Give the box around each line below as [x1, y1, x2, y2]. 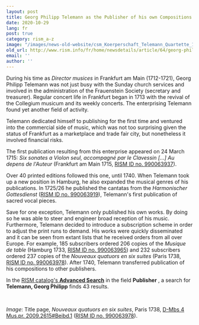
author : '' [6, 58, 33, 64]
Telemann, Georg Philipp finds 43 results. [6, 282, 110, 290]
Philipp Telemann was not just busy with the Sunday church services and [6, 81, 185, 88]
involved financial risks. [6, 136, 64, 143]
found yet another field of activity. [6, 106, 89, 113]
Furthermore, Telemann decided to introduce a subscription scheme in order [6, 221, 193, 228]
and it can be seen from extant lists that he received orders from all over [6, 233, 182, 240]
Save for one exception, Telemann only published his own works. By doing [6, 208, 188, 215]
